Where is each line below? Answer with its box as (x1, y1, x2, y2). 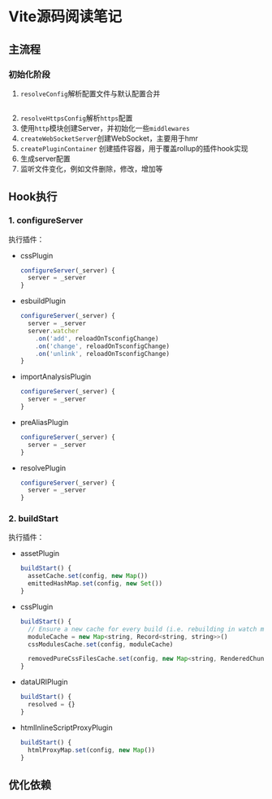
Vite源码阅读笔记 (8, 7, 123, 26)
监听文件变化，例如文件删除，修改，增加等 (19, 163, 163, 173)
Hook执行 (8, 190, 58, 204)
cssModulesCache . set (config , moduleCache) (28, 640, 174, 649)
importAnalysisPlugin (19, 371, 92, 382)
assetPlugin (19, 549, 60, 558)
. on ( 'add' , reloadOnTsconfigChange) (35, 334, 159, 342)
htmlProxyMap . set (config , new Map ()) (28, 745, 156, 754)
